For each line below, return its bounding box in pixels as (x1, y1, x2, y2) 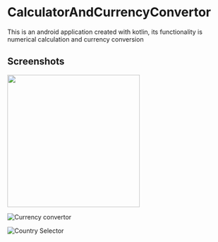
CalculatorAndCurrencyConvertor (7, 4, 212, 20)
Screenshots (7, 56, 65, 68)
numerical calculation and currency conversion (7, 35, 144, 43)
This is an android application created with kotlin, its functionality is (7, 28, 203, 36)
